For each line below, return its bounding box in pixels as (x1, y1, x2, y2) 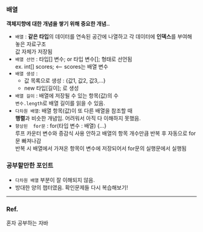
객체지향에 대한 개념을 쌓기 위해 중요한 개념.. (6, 20, 110, 28)
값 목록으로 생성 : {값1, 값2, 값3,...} (24, 77, 106, 84)
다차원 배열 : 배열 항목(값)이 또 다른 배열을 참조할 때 (14, 107, 133, 114)
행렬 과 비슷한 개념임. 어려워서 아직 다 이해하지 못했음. (14, 114, 141, 122)
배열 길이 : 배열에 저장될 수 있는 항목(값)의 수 (14, 92, 119, 99)
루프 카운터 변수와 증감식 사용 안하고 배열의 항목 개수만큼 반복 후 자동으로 (14, 130, 188, 137)
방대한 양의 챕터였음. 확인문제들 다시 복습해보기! (14, 184, 129, 191)
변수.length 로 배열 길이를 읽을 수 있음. (14, 99, 106, 107)
